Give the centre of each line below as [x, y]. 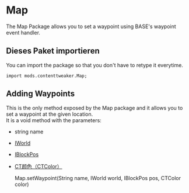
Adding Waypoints [40, 94]
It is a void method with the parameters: [54, 120]
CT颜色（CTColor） [38, 166]
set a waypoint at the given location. [50, 114]
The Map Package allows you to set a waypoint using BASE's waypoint [91, 26]
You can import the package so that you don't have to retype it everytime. [95, 65]
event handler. [23, 32]
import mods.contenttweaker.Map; [47, 76]
